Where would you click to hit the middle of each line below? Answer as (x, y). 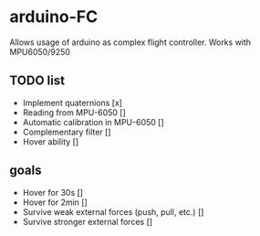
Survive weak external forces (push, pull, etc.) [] (113, 211)
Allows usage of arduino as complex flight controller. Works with (130, 42)
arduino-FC (54, 17)
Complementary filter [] (67, 132)
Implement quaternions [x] (73, 102)
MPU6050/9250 (40, 51)
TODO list (37, 81)
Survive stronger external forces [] (88, 221)
